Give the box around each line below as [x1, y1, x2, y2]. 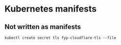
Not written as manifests [4, 23, 81, 31]
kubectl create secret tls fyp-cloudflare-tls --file [4, 35, 117, 40]
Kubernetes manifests [4, 3, 97, 15]
